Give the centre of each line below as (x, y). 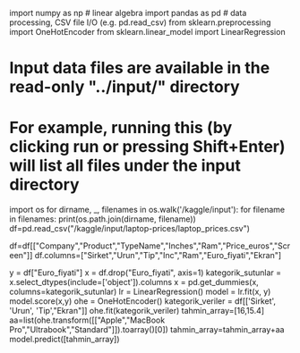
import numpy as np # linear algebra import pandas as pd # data (128, 13)
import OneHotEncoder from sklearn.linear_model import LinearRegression (147, 32)
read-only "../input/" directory (124, 87)
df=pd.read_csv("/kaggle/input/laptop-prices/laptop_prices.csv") (130, 229)
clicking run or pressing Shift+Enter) (147, 147)
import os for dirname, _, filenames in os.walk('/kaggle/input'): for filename (147, 210)
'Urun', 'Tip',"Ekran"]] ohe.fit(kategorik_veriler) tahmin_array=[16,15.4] (137, 311)
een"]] (21, 256)
